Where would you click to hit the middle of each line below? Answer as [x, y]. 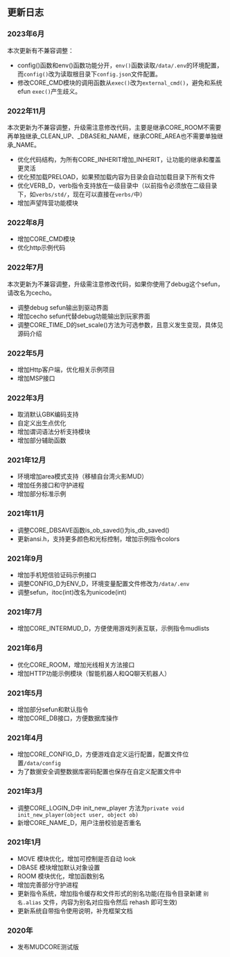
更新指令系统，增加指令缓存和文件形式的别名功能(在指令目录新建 [109, 893]
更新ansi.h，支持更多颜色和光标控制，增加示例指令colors [98, 539]
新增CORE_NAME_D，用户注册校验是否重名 [79, 822]
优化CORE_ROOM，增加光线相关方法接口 [76, 665]
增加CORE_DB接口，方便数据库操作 [68, 718]
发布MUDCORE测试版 [48, 947]
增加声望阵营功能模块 [47, 203]
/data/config [42, 764]
